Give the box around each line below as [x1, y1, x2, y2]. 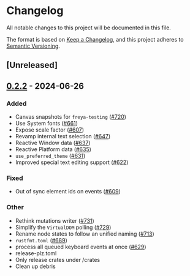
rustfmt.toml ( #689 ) [15, 236, 67, 244]
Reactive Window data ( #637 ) [15, 139, 91, 147]
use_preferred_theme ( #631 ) [15, 152, 86, 160]
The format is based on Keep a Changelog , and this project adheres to [6, 35, 184, 43]
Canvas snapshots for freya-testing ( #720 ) [15, 113, 127, 121]
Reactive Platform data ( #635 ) [15, 146, 92, 153]
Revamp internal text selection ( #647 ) [15, 133, 111, 140]
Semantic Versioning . [6, 42, 60, 50]
